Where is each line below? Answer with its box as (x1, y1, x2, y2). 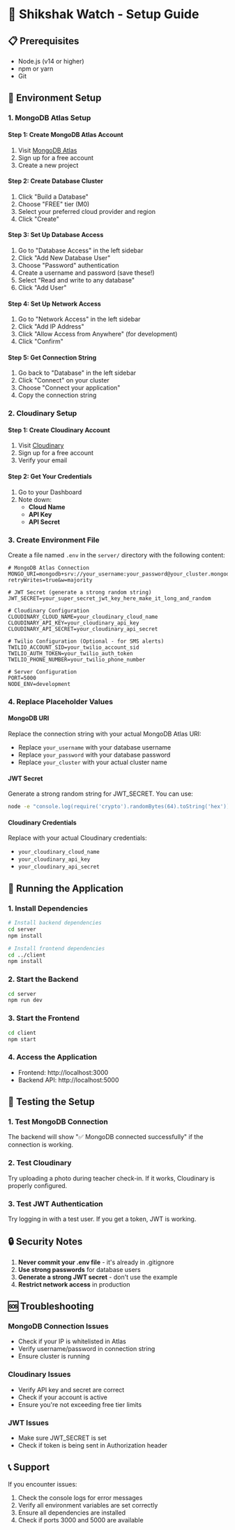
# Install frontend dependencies (8, 945, 105, 952)
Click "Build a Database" (17, 192, 89, 201)
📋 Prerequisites (8, 35, 79, 47)
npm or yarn (17, 64, 54, 73)
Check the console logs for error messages (17, 1493, 143, 1502)
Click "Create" (17, 215, 60, 223)
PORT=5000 (8, 674, 37, 681)
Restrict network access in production (17, 1280, 131, 1289)
